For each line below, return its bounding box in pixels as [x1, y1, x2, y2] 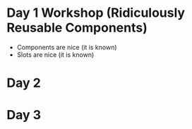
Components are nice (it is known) [16, 43, 117, 51]
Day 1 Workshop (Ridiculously [6, 5, 185, 21]
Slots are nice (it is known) [16, 50, 95, 59]
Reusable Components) [6, 20, 148, 36]
